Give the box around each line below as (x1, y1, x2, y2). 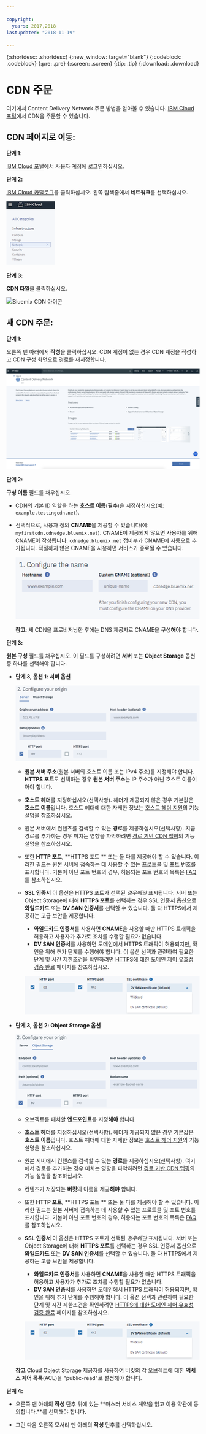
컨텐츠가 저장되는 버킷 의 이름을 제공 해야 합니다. (24, 1185, 138, 1192)
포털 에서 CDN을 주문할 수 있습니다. (6, 112, 91, 120)
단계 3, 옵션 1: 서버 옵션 (15, 672, 71, 680)
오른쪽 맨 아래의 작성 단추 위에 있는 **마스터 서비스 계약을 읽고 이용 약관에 (15, 1400, 193, 1408)
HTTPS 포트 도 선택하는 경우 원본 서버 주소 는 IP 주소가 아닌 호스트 (24, 775, 181, 783)
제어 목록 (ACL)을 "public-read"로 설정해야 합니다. (21, 1375, 142, 1382)
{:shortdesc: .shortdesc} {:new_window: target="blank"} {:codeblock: (6, 53, 182, 61)
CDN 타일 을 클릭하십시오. (6, 285, 67, 292)
